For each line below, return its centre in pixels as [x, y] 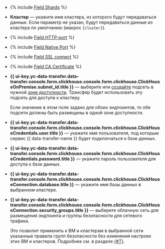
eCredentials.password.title [40, 159]
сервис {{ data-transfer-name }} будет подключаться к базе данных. [83, 138]
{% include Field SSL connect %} [44, 57]
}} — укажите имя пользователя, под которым [109, 133]
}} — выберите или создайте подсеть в [112, 87]
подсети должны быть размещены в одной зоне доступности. [77, 113]
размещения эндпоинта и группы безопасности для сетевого [76, 216]
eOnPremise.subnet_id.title [39, 87]
